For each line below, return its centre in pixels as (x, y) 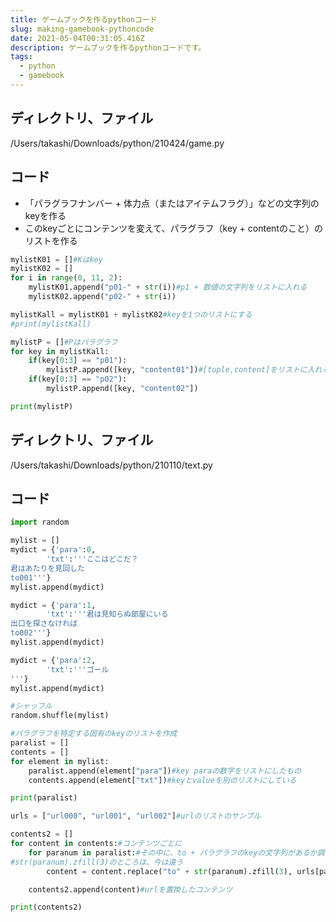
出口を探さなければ (44, 624)
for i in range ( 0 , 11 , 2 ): (66, 278)
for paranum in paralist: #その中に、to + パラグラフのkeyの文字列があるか (173, 852)
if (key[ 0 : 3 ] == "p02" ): (78, 379)
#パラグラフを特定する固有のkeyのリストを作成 (94, 734)
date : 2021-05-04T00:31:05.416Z (77, 38)
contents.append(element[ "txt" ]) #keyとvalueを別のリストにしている (162, 780)
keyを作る (45, 215)
